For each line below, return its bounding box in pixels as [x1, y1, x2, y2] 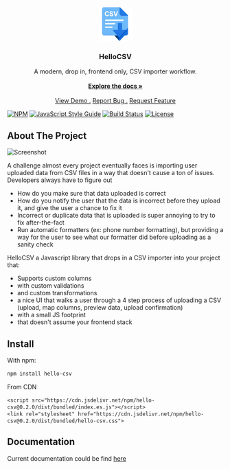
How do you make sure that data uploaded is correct [16, 190, 166, 198]
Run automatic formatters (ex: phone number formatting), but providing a [16, 226, 224, 234]
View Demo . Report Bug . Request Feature [54, 97, 176, 105]
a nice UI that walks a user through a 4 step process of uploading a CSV [16, 296, 222, 304]
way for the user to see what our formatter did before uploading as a [16, 233, 211, 242]
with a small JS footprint [16, 311, 86, 319]
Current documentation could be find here [7, 454, 127, 462]
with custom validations [16, 282, 84, 290]
